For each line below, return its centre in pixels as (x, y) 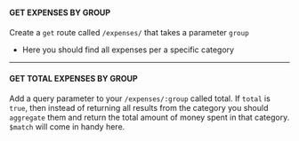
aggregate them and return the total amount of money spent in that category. (149, 117)
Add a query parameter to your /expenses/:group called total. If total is (140, 98)
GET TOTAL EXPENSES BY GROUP (73, 78)
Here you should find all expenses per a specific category (128, 50)
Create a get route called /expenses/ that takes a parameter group (129, 33)
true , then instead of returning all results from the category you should (139, 108)
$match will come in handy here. (67, 127)
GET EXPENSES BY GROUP (60, 12)
